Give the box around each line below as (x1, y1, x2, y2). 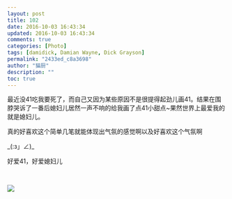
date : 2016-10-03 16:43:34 (7, 23, 86, 30)
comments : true (7, 36, 52, 43)
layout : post (7, 10, 45, 17)
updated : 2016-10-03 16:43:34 (7, 29, 95, 37)
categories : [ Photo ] (7, 43, 68, 50)
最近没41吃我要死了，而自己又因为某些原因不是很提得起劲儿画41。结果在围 (7, 95, 222, 103)
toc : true (7, 75, 36, 82)
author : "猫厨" (7, 62, 49, 69)
